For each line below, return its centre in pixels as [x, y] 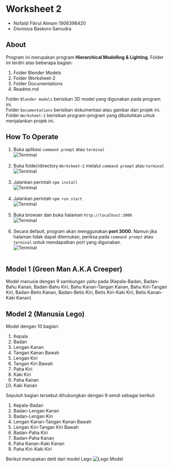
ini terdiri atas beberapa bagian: [39, 63]
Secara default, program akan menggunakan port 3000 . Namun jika [85, 231]
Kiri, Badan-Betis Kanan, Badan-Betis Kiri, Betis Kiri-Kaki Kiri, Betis [76, 292]
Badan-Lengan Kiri [33, 416]
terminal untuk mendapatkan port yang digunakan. [67, 242]
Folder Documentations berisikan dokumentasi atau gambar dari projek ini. [83, 110]
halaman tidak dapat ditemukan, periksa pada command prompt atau [83, 236]
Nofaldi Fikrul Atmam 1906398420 [49, 23]
